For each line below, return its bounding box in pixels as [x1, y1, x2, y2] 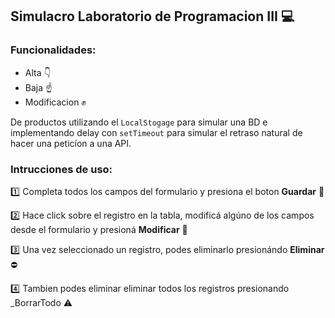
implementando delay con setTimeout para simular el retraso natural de [10, 126, 303, 138]
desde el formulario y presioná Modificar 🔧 [10, 223, 188, 235]
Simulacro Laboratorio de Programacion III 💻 [10, 8, 295, 25]
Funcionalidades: [10, 43, 97, 57]
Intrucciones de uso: [10, 162, 113, 176]
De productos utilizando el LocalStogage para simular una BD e [10, 116, 268, 128]
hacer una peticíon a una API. [10, 137, 132, 149]
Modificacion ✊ [24, 96, 87, 108]
